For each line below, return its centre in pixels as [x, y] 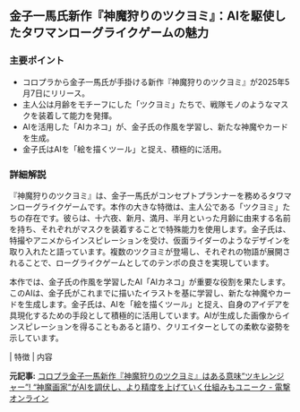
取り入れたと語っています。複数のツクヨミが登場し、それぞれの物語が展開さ [150, 251]
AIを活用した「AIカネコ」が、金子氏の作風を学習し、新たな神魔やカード [155, 126]
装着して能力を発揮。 [77, 116]
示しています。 [37, 338]
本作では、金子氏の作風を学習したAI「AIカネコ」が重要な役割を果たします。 [150, 281]
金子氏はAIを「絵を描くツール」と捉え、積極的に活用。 [124, 149]
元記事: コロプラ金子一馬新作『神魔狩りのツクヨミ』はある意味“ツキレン [143, 375]
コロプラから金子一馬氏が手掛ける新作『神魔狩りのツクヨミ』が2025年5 [156, 82]
